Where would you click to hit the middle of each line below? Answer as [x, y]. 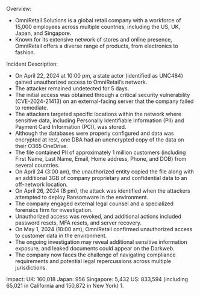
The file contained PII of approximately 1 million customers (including [100, 152]
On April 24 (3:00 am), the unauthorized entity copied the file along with [105, 172]
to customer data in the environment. [61, 235]
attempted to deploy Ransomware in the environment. [82, 197]
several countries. [37, 165]
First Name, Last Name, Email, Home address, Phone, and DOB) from [101, 159]
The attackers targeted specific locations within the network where [98, 114]
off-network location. [41, 184]
